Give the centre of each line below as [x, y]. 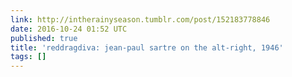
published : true [44, 38]
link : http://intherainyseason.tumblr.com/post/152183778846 [140, 19]
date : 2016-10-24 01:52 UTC [69, 29]
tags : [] [28, 57]
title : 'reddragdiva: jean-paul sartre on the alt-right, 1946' [147, 47]
